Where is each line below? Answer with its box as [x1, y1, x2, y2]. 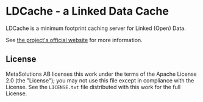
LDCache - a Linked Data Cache [5, 4, 169, 18]
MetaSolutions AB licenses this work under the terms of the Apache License [5, 70, 197, 78]
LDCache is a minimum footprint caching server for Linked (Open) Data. [5, 24, 187, 32]
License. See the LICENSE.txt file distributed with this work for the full [5, 83, 181, 90]
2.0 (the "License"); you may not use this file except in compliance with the [5, 76, 194, 84]
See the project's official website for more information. [5, 36, 143, 43]
